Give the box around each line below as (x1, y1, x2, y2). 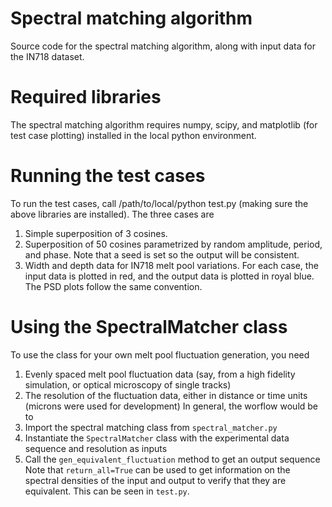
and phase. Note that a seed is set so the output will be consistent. (24, 248, 300, 261)
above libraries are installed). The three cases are (10, 208, 215, 220)
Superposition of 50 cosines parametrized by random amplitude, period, (24, 238, 323, 250)
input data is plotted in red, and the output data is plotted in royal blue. (24, 270, 315, 282)
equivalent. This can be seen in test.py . (24, 485, 190, 497)
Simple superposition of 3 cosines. (24, 227, 168, 239)
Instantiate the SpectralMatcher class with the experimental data (24, 432, 290, 444)
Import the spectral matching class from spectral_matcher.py (24, 421, 278, 433)
